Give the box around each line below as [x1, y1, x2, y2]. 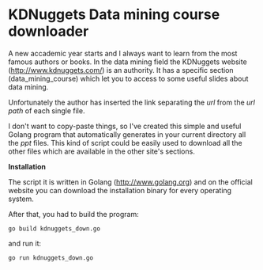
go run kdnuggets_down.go [8, 253, 93, 262]
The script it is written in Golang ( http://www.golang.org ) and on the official [8, 177, 253, 187]
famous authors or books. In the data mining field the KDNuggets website [8, 57, 247, 67]
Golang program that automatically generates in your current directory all [8, 129, 246, 139]
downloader [8, 22, 89, 40]
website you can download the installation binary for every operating [8, 185, 231, 195]
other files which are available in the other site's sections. [8, 146, 195, 156]
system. [8, 194, 34, 203]
